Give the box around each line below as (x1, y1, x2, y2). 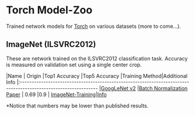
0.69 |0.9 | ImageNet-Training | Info (25, 91, 107, 98)
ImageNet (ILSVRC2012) (6, 39, 96, 49)
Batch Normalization (138, 85, 188, 92)
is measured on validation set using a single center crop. (6, 61, 142, 68)
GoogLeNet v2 (100, 85, 136, 92)
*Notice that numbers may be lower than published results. (6, 102, 149, 109)
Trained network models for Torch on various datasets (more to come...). (6, 23, 181, 30)
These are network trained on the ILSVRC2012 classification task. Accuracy (6, 55, 188, 62)
